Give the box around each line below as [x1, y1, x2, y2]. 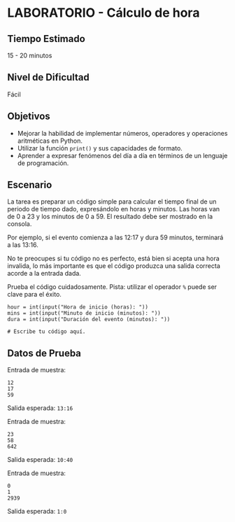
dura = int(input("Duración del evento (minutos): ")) [7, 316, 171, 323]
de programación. [17, 159, 69, 167]
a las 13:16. [7, 241, 38, 249]
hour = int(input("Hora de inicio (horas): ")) [7, 304, 149, 311]
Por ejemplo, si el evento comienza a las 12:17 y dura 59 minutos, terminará [7, 233, 224, 242]
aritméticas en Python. [17, 136, 83, 145]
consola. [7, 220, 32, 228]
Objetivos [7, 111, 50, 122]
